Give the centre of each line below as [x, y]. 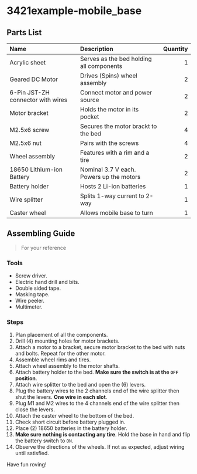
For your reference [44, 248]
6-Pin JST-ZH [30, 92]
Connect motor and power [116, 92]
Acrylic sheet [28, 62]
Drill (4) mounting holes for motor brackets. [67, 341]
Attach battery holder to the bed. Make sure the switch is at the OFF [97, 372]
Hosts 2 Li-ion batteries [113, 186]
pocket [90, 117]
